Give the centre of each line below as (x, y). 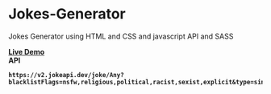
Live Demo (27, 51)
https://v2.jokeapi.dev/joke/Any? (67, 75)
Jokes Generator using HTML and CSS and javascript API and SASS (121, 36)
